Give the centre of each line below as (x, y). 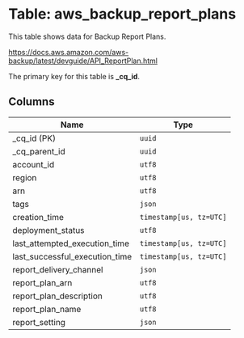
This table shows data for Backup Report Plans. (87, 36)
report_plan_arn (42, 282)
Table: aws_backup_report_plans (122, 14)
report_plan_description (57, 296)
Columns (32, 102)
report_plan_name (47, 309)
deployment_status (48, 230)
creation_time (38, 217)
